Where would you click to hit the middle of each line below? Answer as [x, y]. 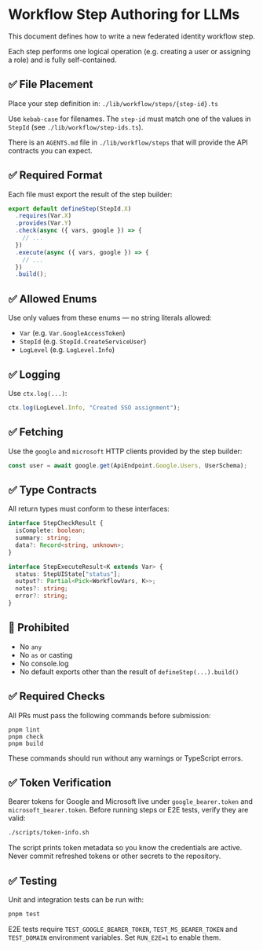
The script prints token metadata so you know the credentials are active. [125, 848]
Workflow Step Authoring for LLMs [124, 15]
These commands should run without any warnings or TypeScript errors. [126, 758]
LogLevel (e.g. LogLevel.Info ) [67, 350]
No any [31, 647]
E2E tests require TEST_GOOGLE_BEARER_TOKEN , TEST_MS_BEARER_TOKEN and [123, 929]
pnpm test [24, 914]
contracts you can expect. [50, 150]
